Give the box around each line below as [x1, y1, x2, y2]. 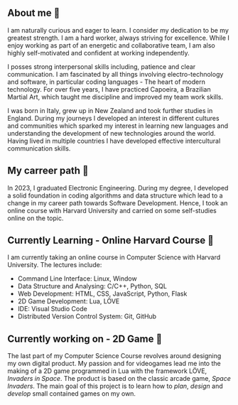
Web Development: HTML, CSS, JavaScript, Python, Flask [17, 289, 188, 298]
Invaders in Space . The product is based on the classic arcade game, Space [7, 374, 231, 383]
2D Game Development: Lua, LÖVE [17, 297, 120, 306]
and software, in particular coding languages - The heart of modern [7, 77, 206, 86]
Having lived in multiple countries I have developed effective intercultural [7, 136, 221, 145]
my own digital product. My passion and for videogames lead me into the [7, 360, 222, 368]
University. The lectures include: [7, 261, 102, 269]
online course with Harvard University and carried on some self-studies [7, 206, 217, 215]
